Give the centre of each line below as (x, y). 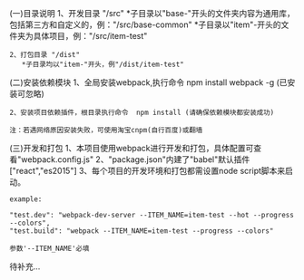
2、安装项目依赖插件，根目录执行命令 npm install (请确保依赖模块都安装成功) (142, 112)
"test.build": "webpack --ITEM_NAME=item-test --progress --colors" (142, 231)
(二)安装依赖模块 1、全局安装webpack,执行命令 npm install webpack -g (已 (148, 82)
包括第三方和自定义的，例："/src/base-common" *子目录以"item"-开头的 (145, 24)
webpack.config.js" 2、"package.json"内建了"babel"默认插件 (136, 159)
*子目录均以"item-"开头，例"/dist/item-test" (103, 64)
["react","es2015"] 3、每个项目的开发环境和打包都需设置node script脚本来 (147, 171)
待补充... (25, 266)
